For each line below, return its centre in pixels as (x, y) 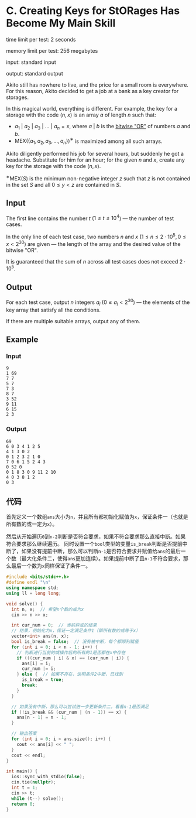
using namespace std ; (32, 588)
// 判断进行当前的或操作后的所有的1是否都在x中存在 (71, 652)
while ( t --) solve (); (38, 798)
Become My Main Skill (61, 23)
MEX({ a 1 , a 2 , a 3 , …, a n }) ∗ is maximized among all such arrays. (88, 141)
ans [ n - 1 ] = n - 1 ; (42, 718)
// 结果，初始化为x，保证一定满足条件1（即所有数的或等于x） (76, 631)
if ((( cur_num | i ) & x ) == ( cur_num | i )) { (73, 658)
